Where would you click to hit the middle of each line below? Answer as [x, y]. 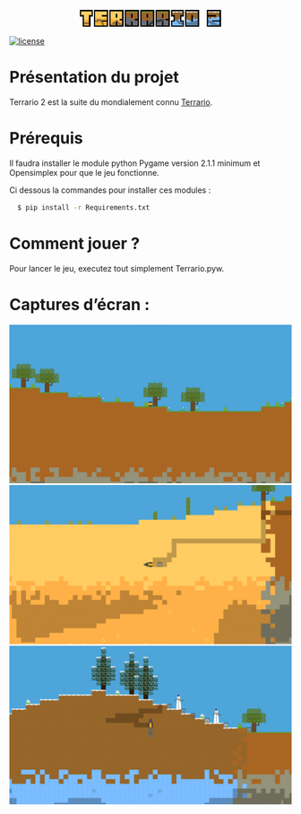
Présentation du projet [94, 78]
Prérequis [46, 139]
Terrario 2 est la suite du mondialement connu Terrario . [111, 102]
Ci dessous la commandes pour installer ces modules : [110, 190]
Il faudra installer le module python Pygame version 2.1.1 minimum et [135, 163]
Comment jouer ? [75, 244]
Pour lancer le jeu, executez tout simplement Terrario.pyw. [117, 268]
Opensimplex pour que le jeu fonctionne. [84, 173]
